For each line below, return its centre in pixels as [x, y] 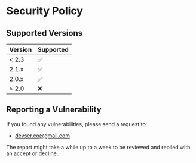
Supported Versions [44, 33]
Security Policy [45, 11]
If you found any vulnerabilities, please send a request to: [77, 124]
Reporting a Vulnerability [54, 110]
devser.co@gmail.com [42, 136]
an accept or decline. [32, 153]
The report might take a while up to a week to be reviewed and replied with [98, 147]
